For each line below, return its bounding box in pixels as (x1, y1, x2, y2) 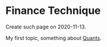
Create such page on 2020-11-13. (5, 23, 86, 30)
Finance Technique (5, 4, 101, 17)
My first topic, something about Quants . (5, 34, 102, 41)
